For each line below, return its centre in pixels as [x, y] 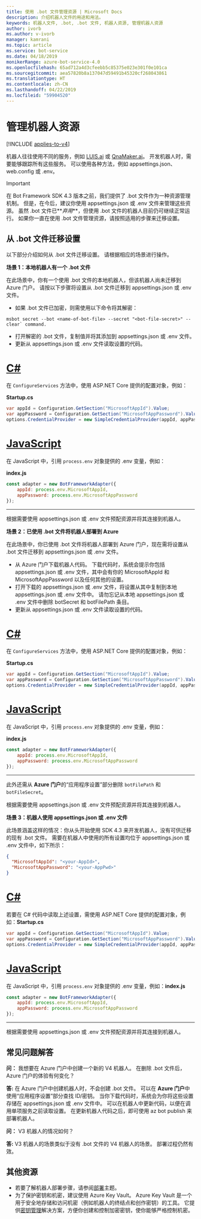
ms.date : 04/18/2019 [32, 56]
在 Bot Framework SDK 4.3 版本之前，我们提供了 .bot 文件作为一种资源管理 [98, 195]
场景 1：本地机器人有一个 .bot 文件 [48, 267]
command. [36, 324]
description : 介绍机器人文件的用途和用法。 [55, 17]
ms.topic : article [29, 46]
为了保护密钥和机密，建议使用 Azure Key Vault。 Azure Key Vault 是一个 [103, 1195]
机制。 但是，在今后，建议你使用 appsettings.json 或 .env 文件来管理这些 [96, 203]
